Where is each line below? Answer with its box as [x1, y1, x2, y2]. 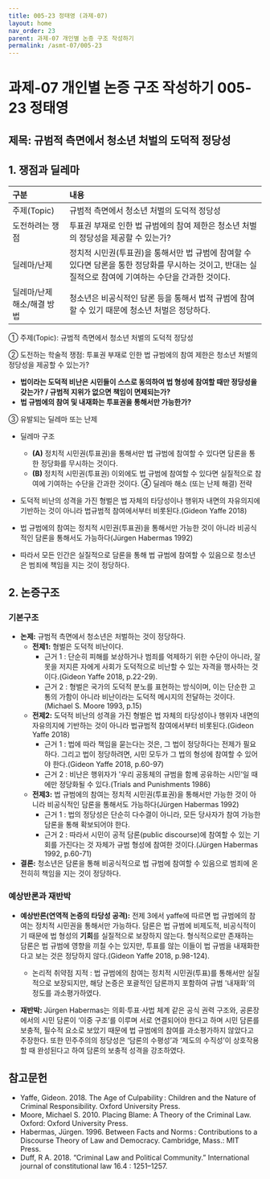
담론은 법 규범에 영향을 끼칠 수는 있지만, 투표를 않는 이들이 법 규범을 [19, 941, 232, 950]
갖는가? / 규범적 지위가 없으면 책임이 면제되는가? [19, 387, 171, 397]
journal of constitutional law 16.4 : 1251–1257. [19, 1161, 168, 1171]
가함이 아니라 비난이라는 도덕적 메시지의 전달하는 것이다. [59, 692, 235, 702]
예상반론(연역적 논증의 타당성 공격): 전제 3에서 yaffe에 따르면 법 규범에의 [19, 910, 247, 920]
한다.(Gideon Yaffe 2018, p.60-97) [52, 760, 165, 769]
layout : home [8, 19, 52, 27]
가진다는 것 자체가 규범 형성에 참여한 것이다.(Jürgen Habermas [59, 840, 259, 850]
